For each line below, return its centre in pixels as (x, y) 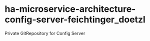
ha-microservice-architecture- (70, 9)
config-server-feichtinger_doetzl (75, 20)
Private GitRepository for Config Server (45, 33)
